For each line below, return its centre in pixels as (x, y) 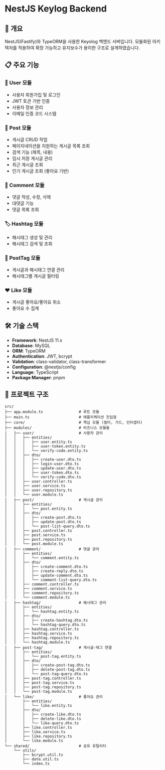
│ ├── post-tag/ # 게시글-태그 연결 (58, 648)
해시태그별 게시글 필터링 (36, 276)
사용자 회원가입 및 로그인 (36, 95)
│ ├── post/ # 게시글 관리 (54, 500)
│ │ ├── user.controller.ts (38, 481)
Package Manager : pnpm (39, 377)
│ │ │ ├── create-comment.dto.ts (46, 567)
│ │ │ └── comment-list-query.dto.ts (51, 580)
